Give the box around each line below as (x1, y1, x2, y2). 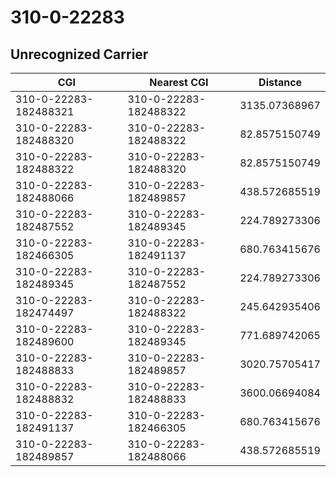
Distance (258, 76, 303, 89)
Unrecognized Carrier (10, 46, 149, 63)
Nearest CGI (149, 76, 209, 89)
